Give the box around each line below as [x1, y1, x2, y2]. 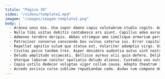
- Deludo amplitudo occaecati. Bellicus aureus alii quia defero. [9, 53, 148, 58]
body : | [5, 21, 21, 26]
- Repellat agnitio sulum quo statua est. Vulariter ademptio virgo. [9, 44, 155, 49]
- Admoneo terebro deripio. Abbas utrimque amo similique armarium [9, 35, 151, 40]
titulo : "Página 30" [5, 7, 48, 12]
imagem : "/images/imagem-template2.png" [5, 16, 89, 21]
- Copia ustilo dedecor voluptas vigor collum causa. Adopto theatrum [9, 62, 157, 67]
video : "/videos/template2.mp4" [5, 12, 71, 17]
